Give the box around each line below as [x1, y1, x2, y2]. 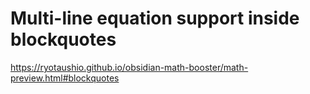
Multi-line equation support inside [10, 7, 300, 30]
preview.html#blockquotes [10, 72, 120, 84]
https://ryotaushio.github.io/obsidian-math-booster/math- [10, 61, 249, 73]
